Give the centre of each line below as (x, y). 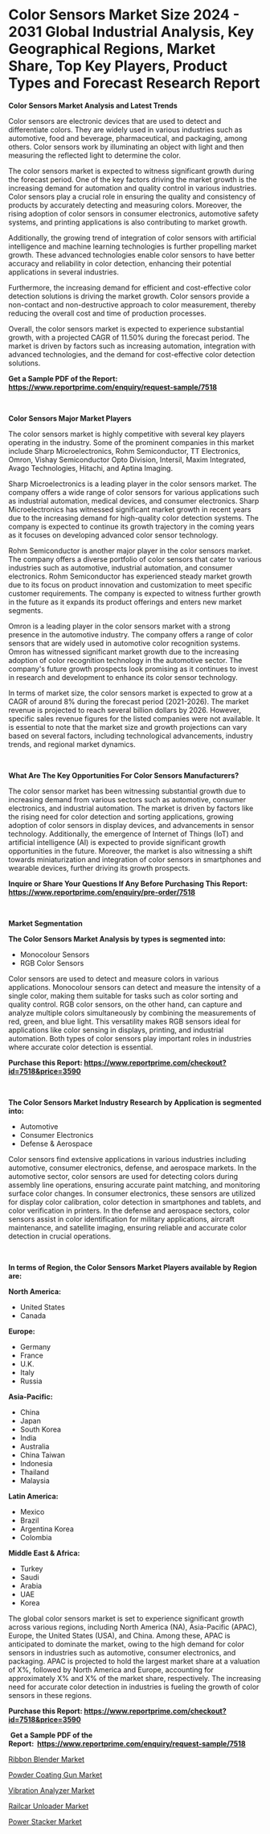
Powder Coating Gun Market (55, 1774)
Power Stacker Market (45, 1821)
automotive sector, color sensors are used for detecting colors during (123, 1176)
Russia (31, 1381)
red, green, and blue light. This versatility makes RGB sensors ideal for (125, 1021)
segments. (26, 610)
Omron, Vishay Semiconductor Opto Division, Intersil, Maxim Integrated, (127, 460)
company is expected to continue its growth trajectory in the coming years (131, 526)
